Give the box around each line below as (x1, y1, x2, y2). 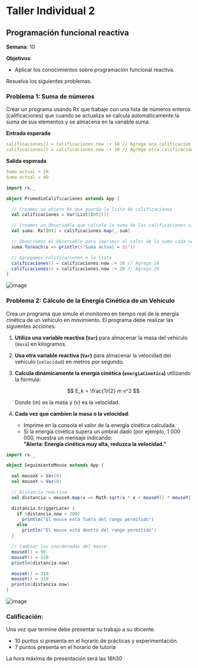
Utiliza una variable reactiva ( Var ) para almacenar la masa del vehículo (14, 334, 188, 341)
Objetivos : (6, 55, 32, 61)
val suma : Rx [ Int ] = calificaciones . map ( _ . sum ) (11, 228, 131, 234)
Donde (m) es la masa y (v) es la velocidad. (14, 399, 120, 406)
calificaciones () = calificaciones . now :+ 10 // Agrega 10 (11, 260, 160, 266)
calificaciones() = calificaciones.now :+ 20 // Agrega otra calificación (6, 146, 194, 153)
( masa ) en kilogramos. (14, 340, 67, 347)
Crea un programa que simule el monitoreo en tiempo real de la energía (6, 310, 180, 317)
